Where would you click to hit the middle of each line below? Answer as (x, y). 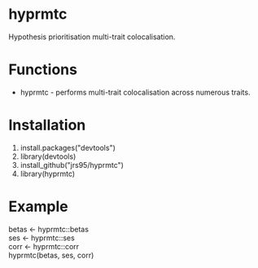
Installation (47, 125)
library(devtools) (48, 156)
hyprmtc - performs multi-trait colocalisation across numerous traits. (135, 92)
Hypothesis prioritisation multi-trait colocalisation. (92, 37)
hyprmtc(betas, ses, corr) (51, 255)
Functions (43, 70)
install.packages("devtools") (68, 147)
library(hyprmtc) (48, 174)
